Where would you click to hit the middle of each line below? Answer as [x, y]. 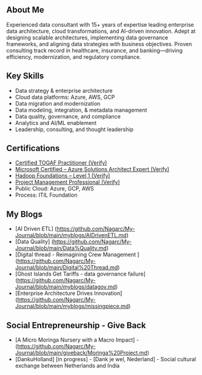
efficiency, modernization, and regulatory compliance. [74, 56]
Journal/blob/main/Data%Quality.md [61, 248]
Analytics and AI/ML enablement [56, 123]
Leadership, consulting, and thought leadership [74, 129]
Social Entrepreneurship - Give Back [76, 325]
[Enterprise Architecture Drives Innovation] [69, 293]
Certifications [33, 148]
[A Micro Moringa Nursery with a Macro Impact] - [77, 340]
